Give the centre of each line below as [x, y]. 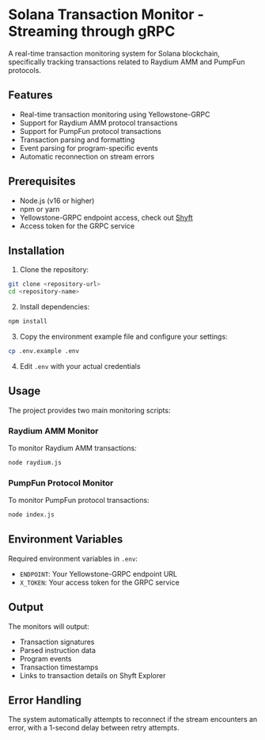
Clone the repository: [54, 270]
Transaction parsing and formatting [77, 140]
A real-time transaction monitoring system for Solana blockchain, [114, 53]
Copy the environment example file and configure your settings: [123, 336]
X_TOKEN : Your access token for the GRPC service [99, 582]
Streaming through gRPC [92, 31]
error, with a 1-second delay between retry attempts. [94, 728]
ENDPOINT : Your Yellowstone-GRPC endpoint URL [98, 573]
